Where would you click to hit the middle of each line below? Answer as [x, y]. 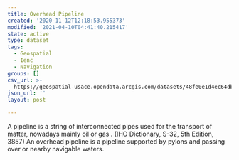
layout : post [27, 100]
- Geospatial [33, 54]
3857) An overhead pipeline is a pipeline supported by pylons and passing [116, 142]
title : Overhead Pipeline [46, 14]
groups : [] [23, 73]
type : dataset [28, 41]
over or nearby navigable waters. [56, 149]
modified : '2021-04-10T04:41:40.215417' [68, 27]
